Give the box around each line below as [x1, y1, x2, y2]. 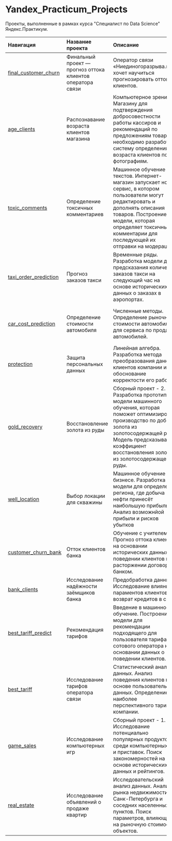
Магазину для [113, 100, 147, 107]
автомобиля [66, 326, 97, 333]
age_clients [8, 125, 35, 133]
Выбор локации [66, 492, 105, 499]
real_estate [8, 802, 34, 809]
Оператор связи [113, 56, 154, 64]
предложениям [113, 132, 152, 139]
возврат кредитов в [113, 595, 162, 602]
